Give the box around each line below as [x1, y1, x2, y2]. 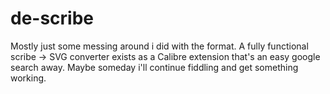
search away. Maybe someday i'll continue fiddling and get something [10, 61, 299, 73]
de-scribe [10, 7, 95, 30]
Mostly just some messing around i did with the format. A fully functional [10, 40, 309, 52]
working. [10, 72, 47, 84]
